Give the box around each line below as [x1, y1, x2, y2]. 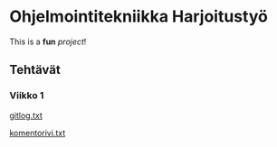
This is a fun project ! [9, 36, 87, 47]
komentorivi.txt [9, 127, 66, 138]
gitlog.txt [9, 110, 43, 121]
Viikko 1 [9, 89, 44, 102]
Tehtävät [9, 62, 61, 78]
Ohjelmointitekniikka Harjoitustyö [9, 6, 269, 27]
